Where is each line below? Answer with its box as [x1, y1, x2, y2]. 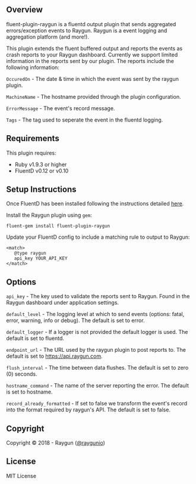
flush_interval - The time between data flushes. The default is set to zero [6, 364, 189, 371]
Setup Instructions [6, 185, 77, 195]
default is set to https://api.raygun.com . [6, 352, 103, 360]
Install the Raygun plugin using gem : [6, 211, 92, 219]
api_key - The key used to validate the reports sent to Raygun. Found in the [6, 293, 190, 300]
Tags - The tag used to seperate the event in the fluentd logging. [6, 116, 163, 123]
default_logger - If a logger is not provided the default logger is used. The [6, 329, 188, 336]
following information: [6, 64, 59, 71]
